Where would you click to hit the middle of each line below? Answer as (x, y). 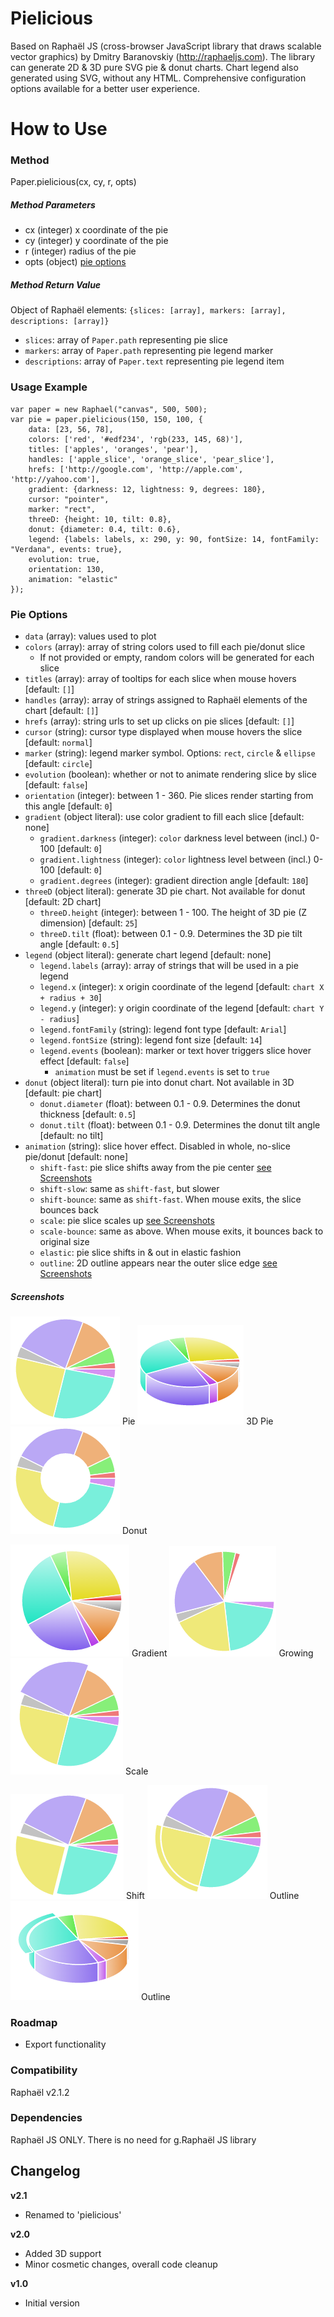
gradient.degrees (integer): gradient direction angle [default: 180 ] (174, 880)
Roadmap (34, 2022)
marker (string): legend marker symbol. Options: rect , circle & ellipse (170, 753)
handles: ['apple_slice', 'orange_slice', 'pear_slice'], (151, 459)
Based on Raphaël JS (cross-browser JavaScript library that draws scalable (166, 46)
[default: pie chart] (63, 1093)
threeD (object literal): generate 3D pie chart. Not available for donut (165, 891)
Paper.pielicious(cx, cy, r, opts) (73, 182)
